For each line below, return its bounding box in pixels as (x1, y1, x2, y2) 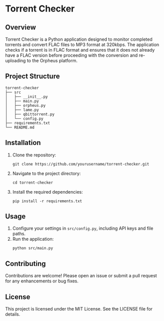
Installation (5, 138, 41, 147)
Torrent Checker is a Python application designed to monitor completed (5, 36, 152, 42)
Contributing (5, 259, 46, 268)
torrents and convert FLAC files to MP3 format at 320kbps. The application (5, 42, 159, 48)
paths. (12, 231, 26, 237)
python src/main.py (12, 246, 53, 251)
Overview (5, 23, 36, 32)
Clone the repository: (12, 151, 56, 158)
